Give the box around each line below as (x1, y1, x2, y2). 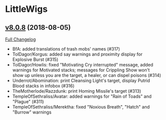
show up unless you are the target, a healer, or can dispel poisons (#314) (12, 72, 162, 78)
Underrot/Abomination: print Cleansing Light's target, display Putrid (12, 78, 150, 83)
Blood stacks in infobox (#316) (12, 83, 75, 89)
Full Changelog (5, 36, 36, 42)
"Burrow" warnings (12, 109, 52, 115)
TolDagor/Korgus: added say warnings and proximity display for (12, 51, 143, 57)
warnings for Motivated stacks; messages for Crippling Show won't (12, 67, 150, 73)
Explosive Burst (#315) (12, 57, 58, 62)
